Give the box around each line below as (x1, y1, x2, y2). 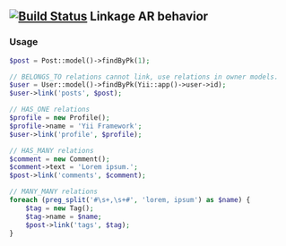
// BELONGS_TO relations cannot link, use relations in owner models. (9, 72, 279, 81)
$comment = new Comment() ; (9, 154, 110, 164)
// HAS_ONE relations (9, 105, 91, 115)
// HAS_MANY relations (9, 146, 94, 155)
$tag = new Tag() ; (25, 203, 94, 213)
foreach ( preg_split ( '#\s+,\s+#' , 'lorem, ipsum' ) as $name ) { (9, 196, 251, 205)
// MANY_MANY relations (9, 187, 99, 197)
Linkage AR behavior (89, 9, 209, 24)
